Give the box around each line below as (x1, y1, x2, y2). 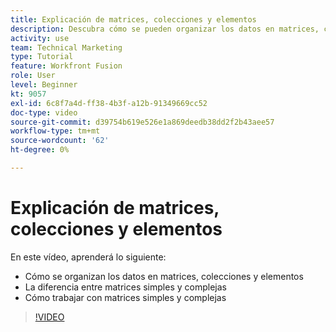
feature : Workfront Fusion (10, 61, 123, 71)
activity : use (10, 33, 70, 43)
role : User (10, 71, 56, 81)
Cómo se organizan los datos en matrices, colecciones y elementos (24, 270, 304, 282)
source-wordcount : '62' (10, 136, 110, 146)
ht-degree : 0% (10, 145, 70, 155)
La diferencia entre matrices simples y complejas (24, 281, 227, 293)
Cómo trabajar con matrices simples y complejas (24, 291, 227, 303)
